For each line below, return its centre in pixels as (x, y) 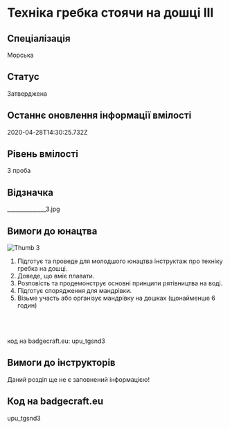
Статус (23, 77)
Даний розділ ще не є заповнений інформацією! (79, 379)
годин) (27, 305)
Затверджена (27, 93)
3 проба (19, 171)
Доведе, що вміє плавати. (56, 276)
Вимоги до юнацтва (52, 231)
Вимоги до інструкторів (61, 363)
